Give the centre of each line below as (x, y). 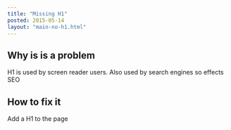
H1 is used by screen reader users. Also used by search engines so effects (115, 72)
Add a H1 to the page (38, 119)
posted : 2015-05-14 (36, 20)
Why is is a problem (51, 55)
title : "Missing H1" (38, 14)
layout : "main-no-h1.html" (47, 27)
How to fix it (34, 102)
